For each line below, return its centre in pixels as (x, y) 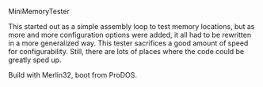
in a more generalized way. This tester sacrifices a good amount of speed (128, 43)
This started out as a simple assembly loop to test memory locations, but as (131, 26)
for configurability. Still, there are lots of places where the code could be (126, 51)
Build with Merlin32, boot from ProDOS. (72, 75)
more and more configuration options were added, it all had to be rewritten (130, 35)
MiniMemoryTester (39, 11)
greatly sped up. (35, 60)
